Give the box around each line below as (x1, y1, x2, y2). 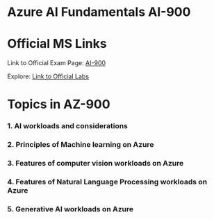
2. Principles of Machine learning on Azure (7, 140, 154, 150)
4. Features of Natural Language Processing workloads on (7, 177, 208, 186)
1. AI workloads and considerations (7, 121, 129, 131)
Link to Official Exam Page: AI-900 (7, 59, 106, 67)
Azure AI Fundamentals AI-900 (7, 4, 191, 20)
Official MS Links (7, 36, 107, 52)
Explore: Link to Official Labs (7, 72, 89, 80)
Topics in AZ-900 (7, 96, 110, 112)
